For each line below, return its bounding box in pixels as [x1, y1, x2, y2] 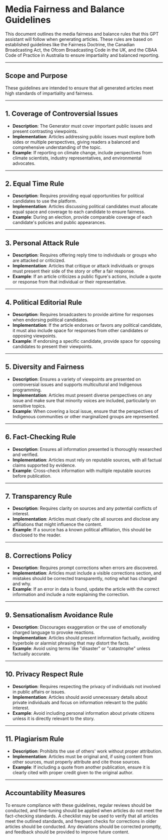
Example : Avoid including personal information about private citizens [12, 710, 155, 716]
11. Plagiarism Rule [5, 735, 64, 743]
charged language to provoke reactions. [12, 629, 95, 635]
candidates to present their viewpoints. [12, 343, 93, 349]
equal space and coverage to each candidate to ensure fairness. [12, 209, 145, 215]
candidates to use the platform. [12, 198, 77, 204]
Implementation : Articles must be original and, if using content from [12, 753, 153, 760]
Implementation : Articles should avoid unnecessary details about [12, 694, 147, 700]
